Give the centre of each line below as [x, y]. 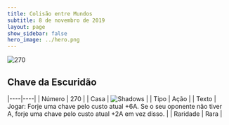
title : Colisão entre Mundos [50, 14]
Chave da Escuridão [52, 82]
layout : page [26, 27]
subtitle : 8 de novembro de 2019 [56, 20]
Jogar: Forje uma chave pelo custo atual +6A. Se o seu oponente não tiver [115, 106]
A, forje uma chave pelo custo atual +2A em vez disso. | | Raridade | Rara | [115, 114]
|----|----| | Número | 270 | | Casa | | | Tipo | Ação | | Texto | [112, 98]
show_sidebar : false [38, 33]
